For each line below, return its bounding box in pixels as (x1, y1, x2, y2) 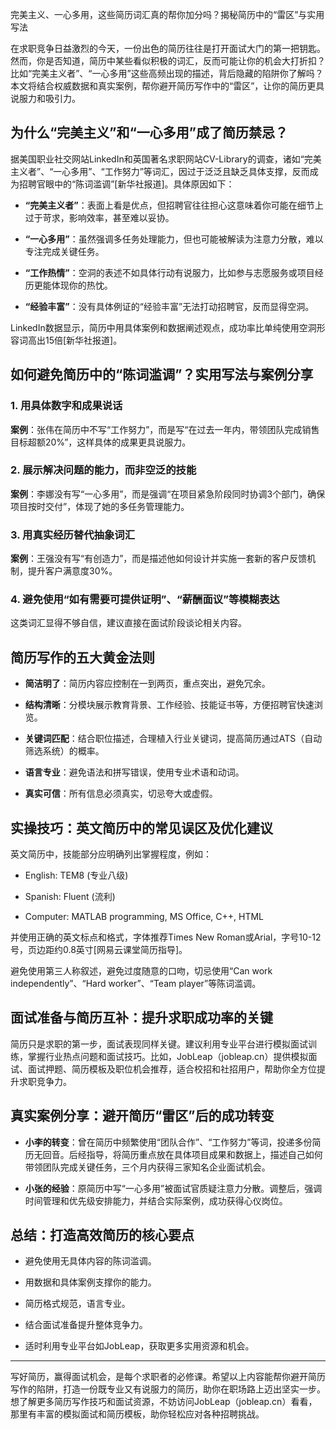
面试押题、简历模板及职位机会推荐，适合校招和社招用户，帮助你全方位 (27, 1063, 317, 1075)
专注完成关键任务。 (24, 245, 105, 257)
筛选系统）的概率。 (24, 745, 105, 757)
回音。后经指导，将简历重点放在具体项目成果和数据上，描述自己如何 (42, 1148, 323, 1160)
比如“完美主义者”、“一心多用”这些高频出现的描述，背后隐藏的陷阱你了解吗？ (10, 68, 324, 79)
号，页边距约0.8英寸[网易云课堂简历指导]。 (10, 944, 188, 956)
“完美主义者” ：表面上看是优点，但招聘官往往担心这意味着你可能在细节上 (24, 199, 324, 211)
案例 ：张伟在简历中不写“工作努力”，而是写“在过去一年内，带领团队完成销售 (10, 423, 320, 435)
